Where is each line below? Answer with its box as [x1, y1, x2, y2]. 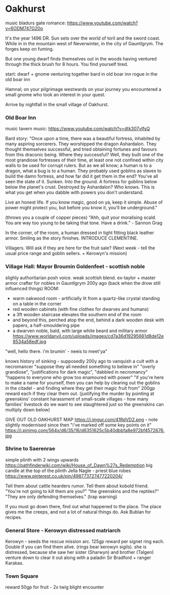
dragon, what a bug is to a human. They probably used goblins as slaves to [5, 168, 162, 174]
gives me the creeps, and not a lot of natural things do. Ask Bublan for [5, 509, 151, 515]
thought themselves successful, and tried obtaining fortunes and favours [5, 146, 157, 152]
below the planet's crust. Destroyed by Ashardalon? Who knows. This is [5, 184, 155, 190]
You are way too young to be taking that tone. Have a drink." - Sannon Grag [5, 220, 163, 226]
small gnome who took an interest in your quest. [5, 91, 106, 97]
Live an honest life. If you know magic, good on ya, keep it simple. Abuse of [5, 199, 163, 206]
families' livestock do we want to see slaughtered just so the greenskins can [5, 401, 164, 407]
